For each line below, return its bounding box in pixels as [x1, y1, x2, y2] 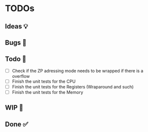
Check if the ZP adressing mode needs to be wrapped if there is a [12, 68, 144, 73]
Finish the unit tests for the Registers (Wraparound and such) [12, 84, 134, 89]
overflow [12, 73, 30, 79]
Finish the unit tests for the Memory [12, 89, 84, 95]
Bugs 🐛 [5, 38, 27, 46]
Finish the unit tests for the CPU [12, 78, 76, 84]
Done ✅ [5, 120, 29, 128]
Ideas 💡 [5, 22, 28, 30]
